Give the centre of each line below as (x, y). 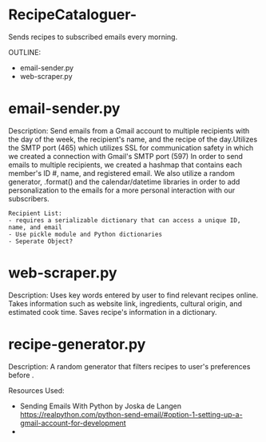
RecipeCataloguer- (73, 15)
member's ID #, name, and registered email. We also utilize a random (122, 173)
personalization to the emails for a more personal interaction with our (122, 190)
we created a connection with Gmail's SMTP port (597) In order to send (126, 156)
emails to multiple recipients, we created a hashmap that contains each (125, 165)
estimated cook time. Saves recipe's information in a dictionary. (113, 312)
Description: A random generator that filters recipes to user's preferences (129, 366)
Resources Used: (37, 390)
